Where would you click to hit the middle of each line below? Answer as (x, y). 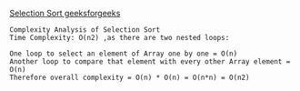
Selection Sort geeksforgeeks (65, 13)
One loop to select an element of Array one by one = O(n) (124, 54)
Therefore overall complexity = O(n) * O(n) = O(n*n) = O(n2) (130, 77)
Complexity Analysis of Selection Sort (85, 30)
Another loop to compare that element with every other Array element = (150, 62)
